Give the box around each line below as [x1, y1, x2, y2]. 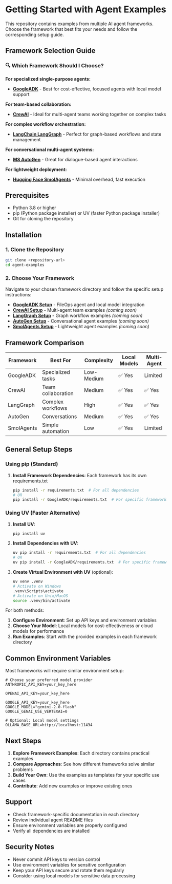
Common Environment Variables [5, 654, 111, 663]
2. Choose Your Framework [5, 274, 74, 281]
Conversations [41, 412, 77, 420]
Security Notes [5, 842, 55, 851]
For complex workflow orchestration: [5, 121, 86, 127]
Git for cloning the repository [12, 216, 74, 222]
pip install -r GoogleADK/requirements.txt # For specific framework [12, 497, 167, 502]
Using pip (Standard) [5, 461, 58, 468]
